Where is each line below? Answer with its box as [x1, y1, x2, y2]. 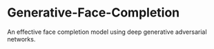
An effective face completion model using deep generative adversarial [7, 28, 207, 36]
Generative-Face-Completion [7, 5, 180, 21]
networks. [7, 35, 36, 43]
